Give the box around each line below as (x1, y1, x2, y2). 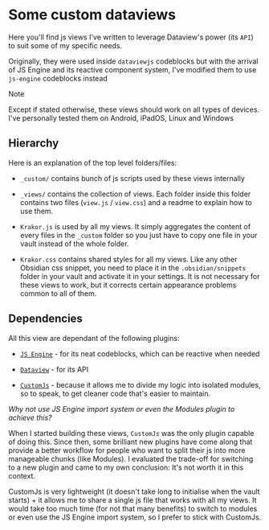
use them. (19, 206, 54, 216)
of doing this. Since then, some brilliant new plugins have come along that (8, 437, 253, 446)
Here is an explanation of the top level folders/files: (8, 158, 177, 167)
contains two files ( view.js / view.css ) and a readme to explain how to (19, 197, 253, 207)
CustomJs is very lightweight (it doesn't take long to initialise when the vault (8, 487, 260, 496)
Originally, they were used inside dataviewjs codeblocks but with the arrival (8, 56, 259, 66)
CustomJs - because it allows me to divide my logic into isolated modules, (19, 380, 261, 389)
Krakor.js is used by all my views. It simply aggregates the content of (19, 221, 251, 231)
